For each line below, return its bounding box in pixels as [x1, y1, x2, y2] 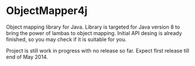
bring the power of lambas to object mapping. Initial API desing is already [6, 29, 182, 36]
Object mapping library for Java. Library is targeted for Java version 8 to [6, 23, 180, 30]
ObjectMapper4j [6, 4, 88, 18]
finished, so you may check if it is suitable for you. [6, 36, 127, 43]
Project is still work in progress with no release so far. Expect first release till [6, 47, 190, 54]
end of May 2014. [6, 53, 48, 60]
